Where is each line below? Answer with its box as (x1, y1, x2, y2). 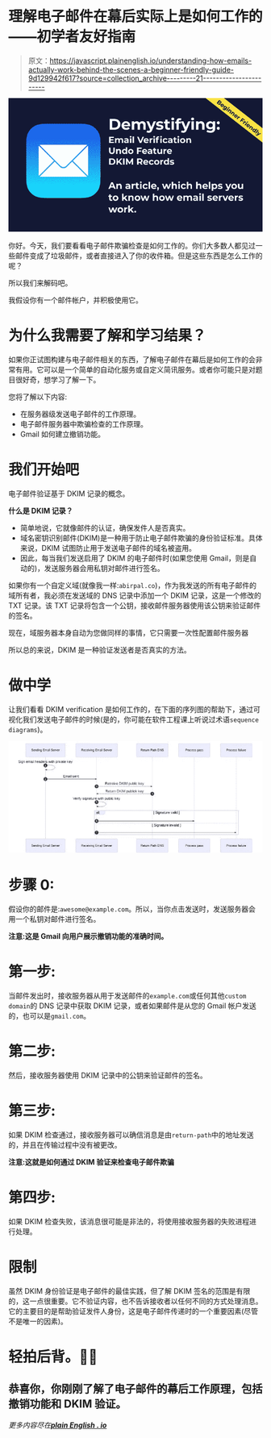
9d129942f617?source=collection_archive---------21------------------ (27, 73, 262, 83)
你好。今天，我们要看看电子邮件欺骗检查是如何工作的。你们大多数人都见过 (8, 241, 256, 251)
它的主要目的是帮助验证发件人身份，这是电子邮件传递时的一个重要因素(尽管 (8, 1306, 259, 1315)
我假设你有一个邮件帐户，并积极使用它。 (8, 295, 143, 305)
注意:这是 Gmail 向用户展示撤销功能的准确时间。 (8, 932, 169, 941)
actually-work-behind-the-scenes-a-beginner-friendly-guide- (27, 65, 235, 74)
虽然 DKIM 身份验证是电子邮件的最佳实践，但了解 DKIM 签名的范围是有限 (8, 1286, 251, 1295)
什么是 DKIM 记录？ (8, 506, 73, 516)
